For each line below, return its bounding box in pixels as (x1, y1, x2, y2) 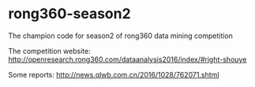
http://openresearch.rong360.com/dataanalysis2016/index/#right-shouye (8, 55, 247, 64)
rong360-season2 (8, 5, 132, 23)
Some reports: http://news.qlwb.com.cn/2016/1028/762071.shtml (8, 70, 219, 79)
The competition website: (8, 46, 91, 55)
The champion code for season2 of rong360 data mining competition (8, 31, 233, 40)
